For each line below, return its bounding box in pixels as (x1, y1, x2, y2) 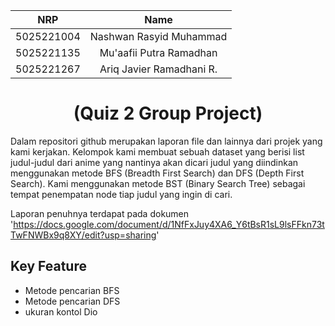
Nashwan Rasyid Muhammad (89, 30, 228, 43)
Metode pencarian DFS (24, 295, 121, 307)
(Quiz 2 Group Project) (73, 102, 263, 125)
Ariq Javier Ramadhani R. (99, 62, 218, 76)
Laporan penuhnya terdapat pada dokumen (10, 207, 190, 219)
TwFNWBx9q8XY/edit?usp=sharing (10, 229, 157, 241)
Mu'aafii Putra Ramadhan (99, 46, 218, 59)
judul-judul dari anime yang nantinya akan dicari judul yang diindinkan (10, 156, 299, 168)
